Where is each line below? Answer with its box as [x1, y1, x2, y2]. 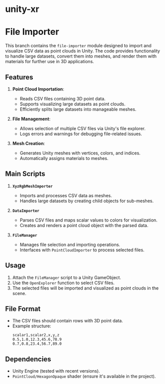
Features [5, 73, 33, 81]
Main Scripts [5, 170, 46, 178]
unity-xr [5, 3, 40, 15]
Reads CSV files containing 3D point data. [19, 95, 106, 101]
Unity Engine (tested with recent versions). [12, 368, 100, 374]
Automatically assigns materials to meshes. [19, 155, 108, 161]
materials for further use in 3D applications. [5, 59, 94, 65]
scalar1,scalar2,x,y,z [12, 333, 60, 338]
